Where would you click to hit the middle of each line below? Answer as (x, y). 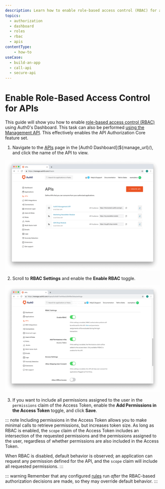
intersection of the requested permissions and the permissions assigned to (81, 436)
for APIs (22, 108)
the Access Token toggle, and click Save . (55, 410)
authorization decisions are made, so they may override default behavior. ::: (82, 481)
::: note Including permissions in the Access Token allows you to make (76, 420)
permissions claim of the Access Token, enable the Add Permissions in (84, 406)
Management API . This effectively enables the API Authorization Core (75, 133)
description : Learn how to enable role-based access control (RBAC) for (81, 10)
